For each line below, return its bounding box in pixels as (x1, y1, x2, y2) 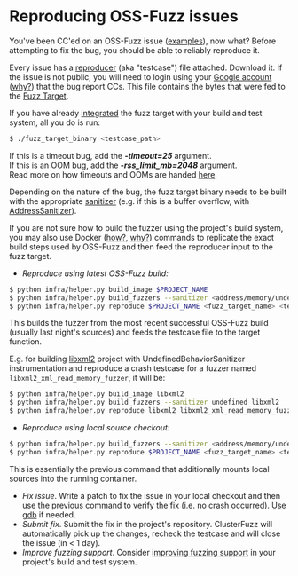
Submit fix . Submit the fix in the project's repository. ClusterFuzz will (21, 518, 273, 529)
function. (9, 336, 43, 347)
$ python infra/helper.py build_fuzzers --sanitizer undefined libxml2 (9, 398, 279, 407)
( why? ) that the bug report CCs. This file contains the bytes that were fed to (9, 81, 286, 91)
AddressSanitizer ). (9, 205, 77, 216)
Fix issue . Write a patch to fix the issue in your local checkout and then (21, 490, 281, 501)
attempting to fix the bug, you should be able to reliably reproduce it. (9, 44, 260, 55)
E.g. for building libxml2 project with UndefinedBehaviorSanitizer (9, 353, 246, 365)
